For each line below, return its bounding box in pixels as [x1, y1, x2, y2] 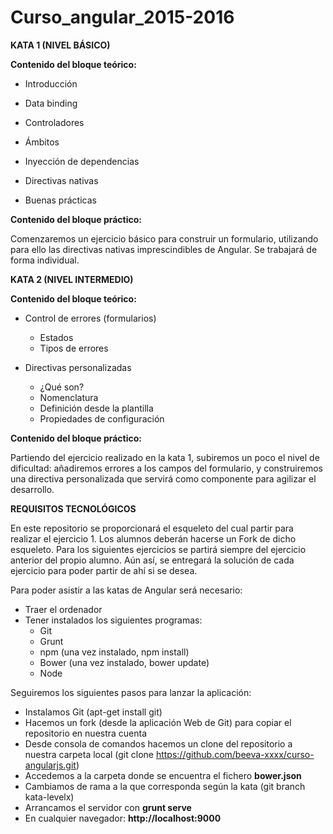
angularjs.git [24, 759, 77, 771]
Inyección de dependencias [24, 155, 140, 167]
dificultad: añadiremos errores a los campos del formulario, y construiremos [10, 462, 323, 474]
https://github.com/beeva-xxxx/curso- [155, 748, 315, 760]
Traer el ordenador [24, 603, 103, 615]
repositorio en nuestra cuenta [24, 727, 148, 739]
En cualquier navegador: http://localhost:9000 [24, 812, 222, 824]
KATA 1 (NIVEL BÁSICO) [10, 39, 111, 51]
